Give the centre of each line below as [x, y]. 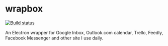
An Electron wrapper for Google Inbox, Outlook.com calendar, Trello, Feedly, [84, 32]
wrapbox [24, 9]
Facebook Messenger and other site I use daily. [54, 38]
